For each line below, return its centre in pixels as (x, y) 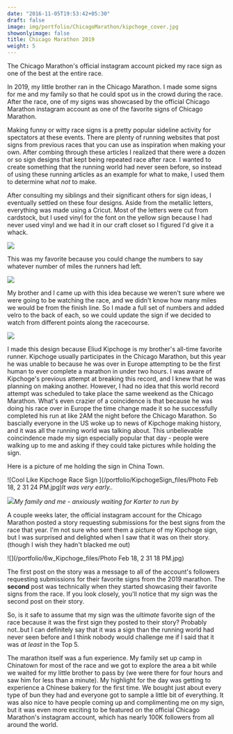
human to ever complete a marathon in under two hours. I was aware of (110, 371)
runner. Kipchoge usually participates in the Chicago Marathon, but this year (116, 357)
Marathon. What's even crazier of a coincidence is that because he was (110, 401)
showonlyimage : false (39, 33)
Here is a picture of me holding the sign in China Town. (86, 466)
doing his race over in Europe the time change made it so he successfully (112, 408)
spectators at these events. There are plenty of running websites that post (113, 137)
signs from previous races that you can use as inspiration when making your (116, 145)
